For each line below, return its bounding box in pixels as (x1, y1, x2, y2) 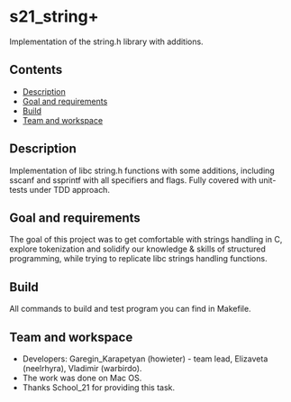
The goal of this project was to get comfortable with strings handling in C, (9, 234, 283, 245)
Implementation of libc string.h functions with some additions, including (9, 165, 275, 176)
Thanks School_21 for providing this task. (22, 382, 176, 393)
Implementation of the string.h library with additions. (9, 36, 205, 47)
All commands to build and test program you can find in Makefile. (9, 304, 251, 315)
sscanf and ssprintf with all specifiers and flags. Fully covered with (9, 174, 257, 186)
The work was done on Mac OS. (22, 372, 142, 383)
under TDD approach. (29, 184, 111, 195)
